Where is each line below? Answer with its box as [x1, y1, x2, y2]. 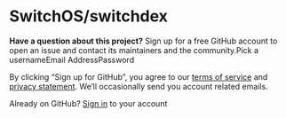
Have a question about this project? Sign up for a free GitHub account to [9, 35, 278, 46]
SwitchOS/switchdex [9, 6, 169, 27]
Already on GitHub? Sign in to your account [9, 98, 168, 108]
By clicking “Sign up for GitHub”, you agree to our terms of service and [9, 71, 268, 82]
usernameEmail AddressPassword [9, 54, 135, 65]
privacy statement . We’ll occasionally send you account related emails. [9, 81, 268, 91]
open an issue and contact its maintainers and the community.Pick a [9, 44, 259, 55]
